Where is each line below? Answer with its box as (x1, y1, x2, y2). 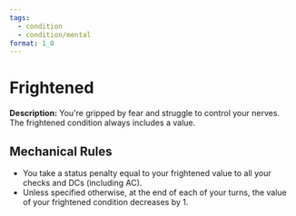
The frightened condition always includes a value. (9, 117, 196, 128)
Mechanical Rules (9, 143, 113, 159)
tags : (9, 13, 30, 23)
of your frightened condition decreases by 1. (22, 197, 189, 207)
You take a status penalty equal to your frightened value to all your (22, 168, 271, 178)
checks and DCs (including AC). (22, 178, 143, 188)
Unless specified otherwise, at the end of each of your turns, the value (22, 187, 288, 198)
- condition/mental (17, 30, 92, 39)
